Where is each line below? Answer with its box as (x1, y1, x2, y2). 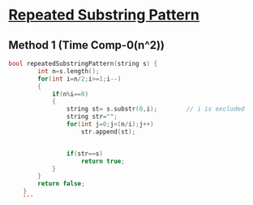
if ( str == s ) (66, 149, 104, 158)
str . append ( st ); (80, 128, 136, 136)
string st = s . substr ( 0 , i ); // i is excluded (66, 105, 245, 113)
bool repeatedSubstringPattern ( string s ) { (8, 59, 158, 68)
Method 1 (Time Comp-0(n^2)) (8, 38, 165, 52)
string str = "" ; (66, 112, 118, 121)
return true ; (80, 157, 126, 165)
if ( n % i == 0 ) (51, 89, 89, 98)
